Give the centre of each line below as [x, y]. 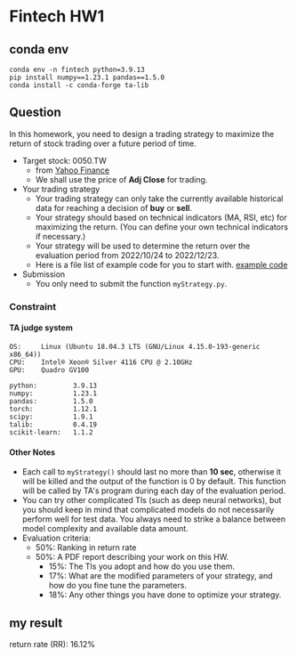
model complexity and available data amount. [105, 529]
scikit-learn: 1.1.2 [51, 432]
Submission [44, 274]
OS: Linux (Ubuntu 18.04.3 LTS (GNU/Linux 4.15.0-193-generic [135, 346]
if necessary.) [60, 236]
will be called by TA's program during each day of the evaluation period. [154, 491]
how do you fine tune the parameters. [117, 586]
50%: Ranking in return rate [86, 547]
